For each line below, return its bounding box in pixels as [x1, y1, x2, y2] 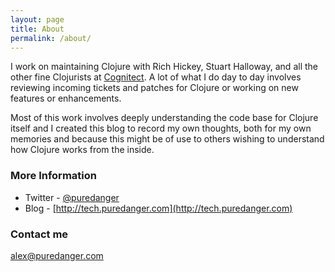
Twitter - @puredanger [24, 191, 120, 203]
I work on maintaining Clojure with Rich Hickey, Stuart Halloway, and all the [10, 61, 318, 73]
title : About [10, 24, 65, 34]
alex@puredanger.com [10, 249, 104, 261]
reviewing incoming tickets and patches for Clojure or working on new [10, 82, 299, 94]
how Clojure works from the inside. [10, 144, 155, 156]
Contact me [10, 227, 69, 241]
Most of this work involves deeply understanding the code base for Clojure [10, 112, 319, 124]
